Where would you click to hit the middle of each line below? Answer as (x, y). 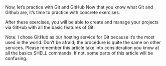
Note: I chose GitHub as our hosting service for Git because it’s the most (80, 37)
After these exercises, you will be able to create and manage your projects (82, 22)
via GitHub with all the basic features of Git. (50, 27)
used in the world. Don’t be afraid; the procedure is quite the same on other (83, 42)
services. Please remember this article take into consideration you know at (82, 47)
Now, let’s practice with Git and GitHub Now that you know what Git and (79, 7)
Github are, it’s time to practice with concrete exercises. (63, 12)
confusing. (16, 58)
